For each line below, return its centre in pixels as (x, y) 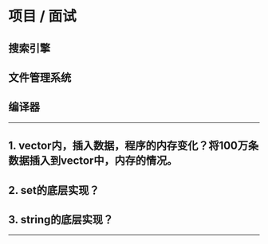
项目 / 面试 (43, 16)
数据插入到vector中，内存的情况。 (93, 161)
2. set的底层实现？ (54, 190)
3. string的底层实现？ (61, 219)
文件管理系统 (40, 77)
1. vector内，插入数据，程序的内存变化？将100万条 (134, 146)
